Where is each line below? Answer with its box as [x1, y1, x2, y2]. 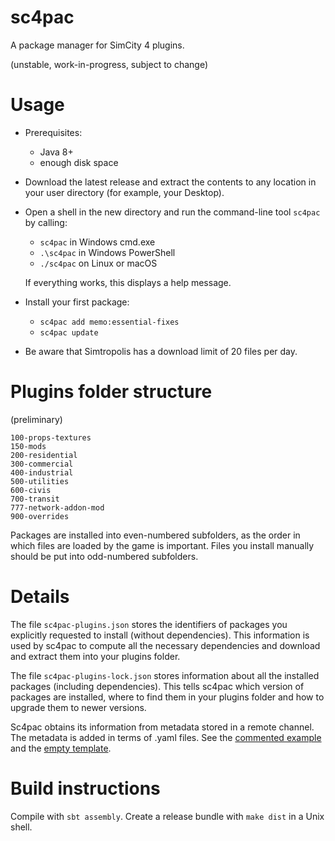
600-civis [10, 485, 52, 495]
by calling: [24, 216, 68, 228]
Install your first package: [24, 296, 130, 308]
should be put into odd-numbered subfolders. [10, 550, 199, 562]
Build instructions [10, 777, 161, 800]
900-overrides [10, 511, 70, 521]
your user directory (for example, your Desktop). [24, 186, 225, 198]
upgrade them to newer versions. [10, 701, 147, 713]
